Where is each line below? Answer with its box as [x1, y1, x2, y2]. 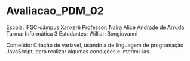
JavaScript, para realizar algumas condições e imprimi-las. [6, 47, 151, 54]
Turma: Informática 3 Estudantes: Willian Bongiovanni [6, 30, 138, 37]
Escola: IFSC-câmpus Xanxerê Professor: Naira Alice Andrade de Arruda [6, 24, 185, 31]
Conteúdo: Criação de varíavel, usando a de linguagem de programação [6, 41, 184, 49]
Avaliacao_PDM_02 [6, 4, 105, 18]
